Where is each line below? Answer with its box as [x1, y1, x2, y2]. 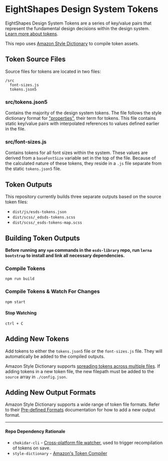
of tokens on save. [12, 445, 51, 451]
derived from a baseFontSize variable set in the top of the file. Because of [5, 155, 156, 161]
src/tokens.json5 [5, 98, 47, 105]
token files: [5, 199, 28, 205]
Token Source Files [5, 55, 66, 64]
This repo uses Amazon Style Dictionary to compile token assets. [5, 40, 139, 46]
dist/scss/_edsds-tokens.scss [12, 215, 76, 220]
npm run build [5, 276, 35, 281]
